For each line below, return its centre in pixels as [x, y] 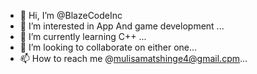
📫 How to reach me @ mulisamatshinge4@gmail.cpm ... [133, 58]
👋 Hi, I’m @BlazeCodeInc [71, 15]
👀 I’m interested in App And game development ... [122, 26]
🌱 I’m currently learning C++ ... [83, 36]
